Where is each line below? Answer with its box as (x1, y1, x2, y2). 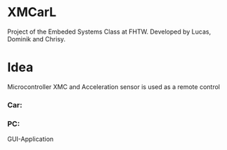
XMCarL (7, 4, 57, 20)
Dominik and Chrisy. (7, 34, 66, 43)
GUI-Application (7, 135, 54, 144)
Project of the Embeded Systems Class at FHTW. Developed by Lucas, (7, 27, 212, 36)
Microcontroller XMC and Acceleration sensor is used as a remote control (7, 82, 220, 91)
